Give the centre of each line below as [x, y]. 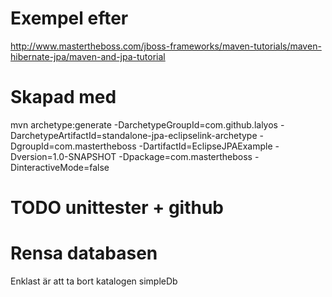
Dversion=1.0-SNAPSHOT [63, 156]
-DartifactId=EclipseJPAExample [205, 146]
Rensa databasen [84, 253]
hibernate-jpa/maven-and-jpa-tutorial [88, 56]
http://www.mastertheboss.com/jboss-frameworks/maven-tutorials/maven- [166, 46]
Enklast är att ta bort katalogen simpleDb [94, 281]
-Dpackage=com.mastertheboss [185, 156]
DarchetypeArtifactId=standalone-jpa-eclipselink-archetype [134, 135]
